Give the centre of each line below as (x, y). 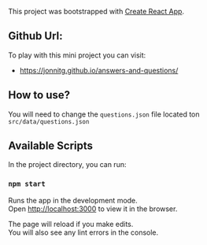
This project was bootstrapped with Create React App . (96, 11)
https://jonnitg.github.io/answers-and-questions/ (99, 70)
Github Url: (35, 36)
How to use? (39, 95)
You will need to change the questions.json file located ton (104, 114)
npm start (27, 184)
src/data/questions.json (49, 121)
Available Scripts (50, 146)
